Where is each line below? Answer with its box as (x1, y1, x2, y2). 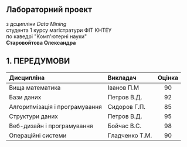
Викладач (107, 73, 137, 82)
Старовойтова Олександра (6, 39, 76, 46)
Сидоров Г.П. (107, 102, 145, 111)
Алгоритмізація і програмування (9, 102, 103, 111)
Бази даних (9, 93, 42, 101)
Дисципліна (9, 73, 45, 82)
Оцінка (157, 73, 179, 82)
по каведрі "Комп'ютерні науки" (6, 32, 87, 40)
